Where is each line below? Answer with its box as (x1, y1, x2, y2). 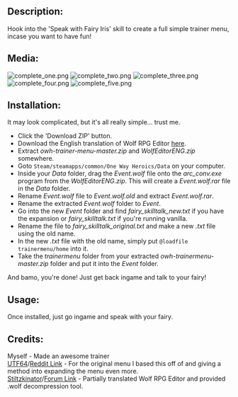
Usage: (7, 294, 40, 306)
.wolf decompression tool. (7, 382, 84, 391)
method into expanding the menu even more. (7, 367, 139, 376)
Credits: (7, 333, 44, 345)
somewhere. (17, 154, 55, 163)
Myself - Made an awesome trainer (7, 352, 110, 360)
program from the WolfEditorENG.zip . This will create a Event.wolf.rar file (17, 177, 232, 185)
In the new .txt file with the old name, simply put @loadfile (17, 237, 188, 246)
